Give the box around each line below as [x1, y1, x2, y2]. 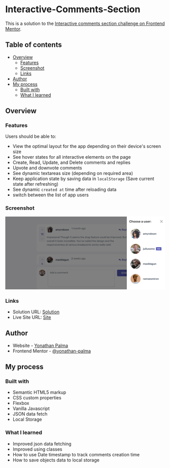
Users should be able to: [5, 133, 57, 139]
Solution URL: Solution [12, 309, 60, 315]
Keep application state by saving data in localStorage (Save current [12, 175, 155, 182]
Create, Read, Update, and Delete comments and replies [12, 159, 131, 166]
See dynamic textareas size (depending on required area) [12, 170, 133, 177]
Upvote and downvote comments [12, 165, 82, 171]
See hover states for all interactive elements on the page [12, 154, 131, 160]
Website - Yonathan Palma [12, 342, 69, 348]
